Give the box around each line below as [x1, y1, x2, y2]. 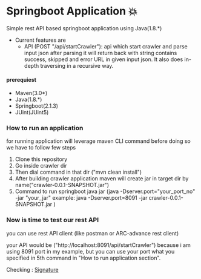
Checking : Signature [6, 266, 59, 273]
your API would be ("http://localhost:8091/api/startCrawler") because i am [6, 241, 191, 249]
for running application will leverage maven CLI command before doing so [6, 137, 191, 145]
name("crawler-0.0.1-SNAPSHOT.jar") [15, 182, 110, 189]
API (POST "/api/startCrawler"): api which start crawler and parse [24, 42, 188, 50]
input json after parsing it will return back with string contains [24, 49, 177, 56]
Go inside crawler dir [15, 162, 68, 169]
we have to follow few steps [6, 144, 76, 151]
